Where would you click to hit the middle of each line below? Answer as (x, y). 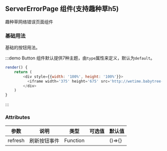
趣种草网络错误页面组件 (29, 22)
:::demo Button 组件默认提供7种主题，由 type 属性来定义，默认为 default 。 (80, 58)
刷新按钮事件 (44, 141)
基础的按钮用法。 (23, 48)
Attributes (18, 117)
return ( (23, 72)
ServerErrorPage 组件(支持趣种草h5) (62, 9)
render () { (16, 68)
